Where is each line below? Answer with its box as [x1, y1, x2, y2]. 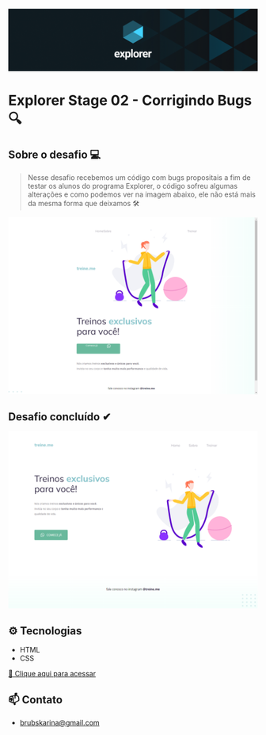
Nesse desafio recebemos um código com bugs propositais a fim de [27, 173, 251, 182]
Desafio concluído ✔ [8, 410, 112, 423]
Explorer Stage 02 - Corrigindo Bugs [8, 92, 253, 109]
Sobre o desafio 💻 [8, 147, 101, 161]
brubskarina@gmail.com [19, 718, 101, 728]
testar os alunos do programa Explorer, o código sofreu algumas [27, 182, 238, 190]
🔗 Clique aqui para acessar [8, 669, 97, 679]
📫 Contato [8, 693, 63, 706]
